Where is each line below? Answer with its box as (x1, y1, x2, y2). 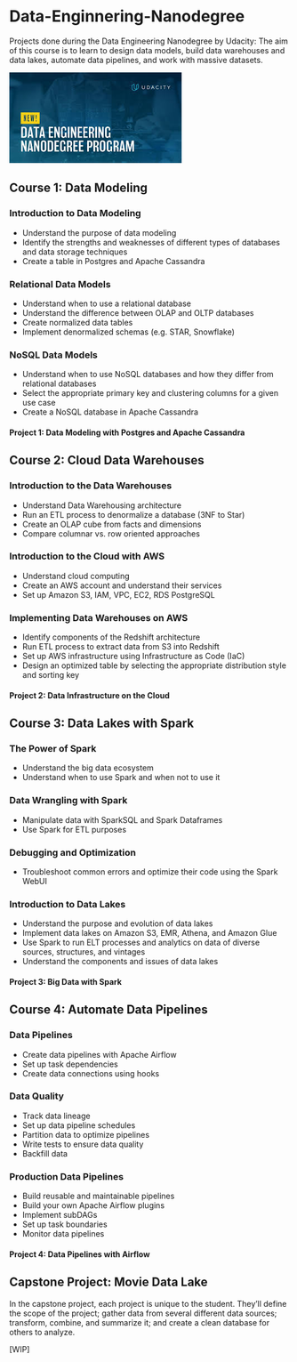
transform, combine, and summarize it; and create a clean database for (9, 1317, 269, 1327)
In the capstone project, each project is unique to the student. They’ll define (9, 1298, 287, 1309)
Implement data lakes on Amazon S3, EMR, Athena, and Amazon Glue (21, 928, 277, 939)
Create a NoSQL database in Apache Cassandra (21, 407, 198, 417)
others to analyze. (9, 1326, 76, 1337)
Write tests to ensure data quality (21, 1139, 144, 1149)
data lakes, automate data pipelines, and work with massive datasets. (9, 54, 264, 65)
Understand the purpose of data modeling (21, 227, 177, 238)
